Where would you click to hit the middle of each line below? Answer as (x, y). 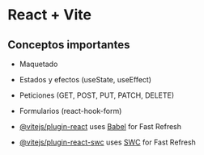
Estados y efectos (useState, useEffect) (85, 80)
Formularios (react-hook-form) (70, 111)
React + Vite (50, 15)
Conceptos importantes (69, 45)
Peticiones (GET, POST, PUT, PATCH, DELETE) (97, 95)
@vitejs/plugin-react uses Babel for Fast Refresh (100, 126)
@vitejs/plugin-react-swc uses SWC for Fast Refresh (107, 142)
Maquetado (38, 64)
